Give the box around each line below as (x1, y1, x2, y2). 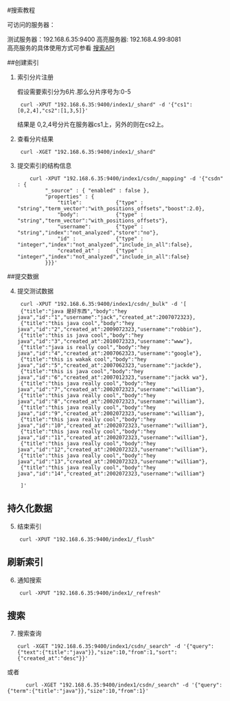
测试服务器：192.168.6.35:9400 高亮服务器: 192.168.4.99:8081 (7, 35, 181, 43)
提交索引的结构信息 (16, 162, 72, 170)
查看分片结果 (16, 135, 54, 143)
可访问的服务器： (7, 21, 56, 29)
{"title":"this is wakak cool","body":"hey (20, 356, 147, 363)
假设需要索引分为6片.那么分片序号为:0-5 (16, 88, 132, 96)
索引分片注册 (16, 73, 54, 81)
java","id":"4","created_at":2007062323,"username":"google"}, (16, 350, 203, 357)
